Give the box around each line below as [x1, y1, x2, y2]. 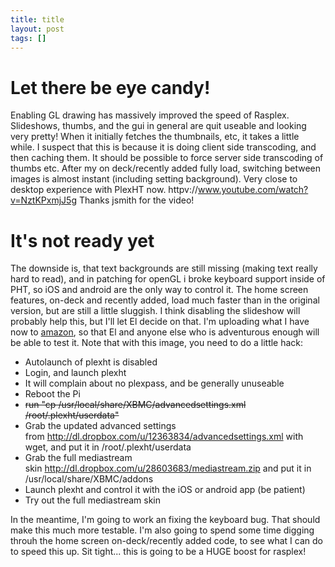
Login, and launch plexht [24, 367, 127, 379]
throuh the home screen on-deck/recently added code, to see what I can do [10, 535, 323, 547]
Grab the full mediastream [24, 452, 133, 464]
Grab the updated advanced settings [24, 420, 177, 432]
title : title [10, 14, 65, 25]
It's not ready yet [10, 229, 155, 252]
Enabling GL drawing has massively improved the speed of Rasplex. [10, 109, 290, 121]
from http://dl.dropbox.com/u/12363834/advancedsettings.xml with [24, 431, 304, 443]
